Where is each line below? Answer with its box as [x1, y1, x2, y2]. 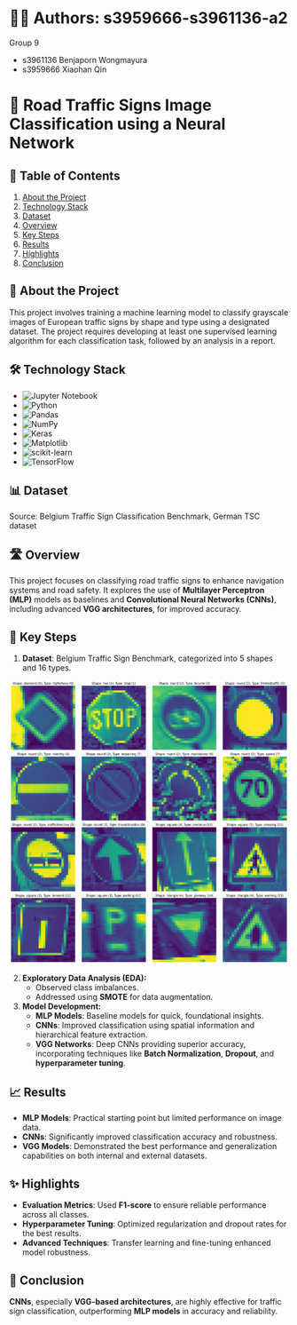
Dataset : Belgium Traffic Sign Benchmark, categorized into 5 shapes [21, 653, 273, 663]
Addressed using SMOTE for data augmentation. [35, 992, 214, 1003]
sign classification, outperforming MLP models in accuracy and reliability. [9, 1305, 277, 1316]
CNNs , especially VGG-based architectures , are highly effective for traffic [9, 1296, 282, 1306]
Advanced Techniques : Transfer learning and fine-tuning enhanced [21, 1238, 272, 1249]
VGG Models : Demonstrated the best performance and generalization [21, 1141, 277, 1152]
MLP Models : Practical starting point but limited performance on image [21, 1113, 282, 1123]
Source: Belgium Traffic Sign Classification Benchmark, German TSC [9, 511, 261, 522]
